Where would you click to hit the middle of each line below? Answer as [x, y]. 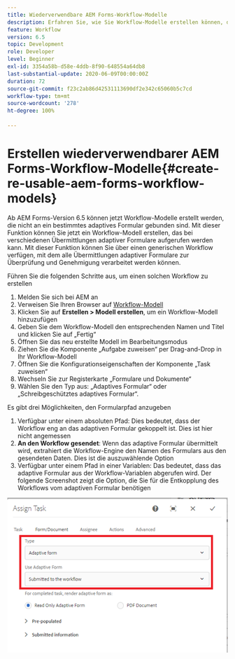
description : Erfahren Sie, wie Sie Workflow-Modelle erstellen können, [115, 22]
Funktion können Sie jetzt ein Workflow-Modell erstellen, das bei [100, 233]
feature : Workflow [34, 29]
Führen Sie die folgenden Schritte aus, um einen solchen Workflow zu [108, 276]
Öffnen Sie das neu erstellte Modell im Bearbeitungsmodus [102, 341]
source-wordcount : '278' [43, 104]
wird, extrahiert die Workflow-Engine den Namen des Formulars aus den [122, 450]
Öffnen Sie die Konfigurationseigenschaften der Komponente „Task [114, 363]
